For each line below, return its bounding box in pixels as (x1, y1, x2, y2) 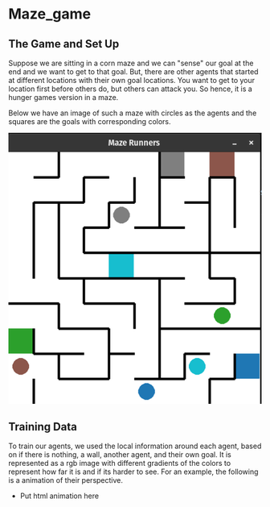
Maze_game (8, 5, 92, 23)
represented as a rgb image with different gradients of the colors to (8, 459, 231, 468)
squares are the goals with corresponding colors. (8, 117, 171, 126)
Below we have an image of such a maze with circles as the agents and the (8, 108, 257, 118)
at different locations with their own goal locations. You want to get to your (8, 76, 256, 85)
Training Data (8, 420, 78, 434)
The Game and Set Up (8, 37, 120, 51)
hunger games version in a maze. (8, 93, 119, 102)
